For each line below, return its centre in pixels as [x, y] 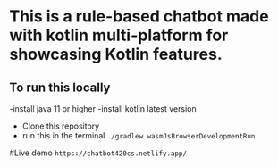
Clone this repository [61, 126]
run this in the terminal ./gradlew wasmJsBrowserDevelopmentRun [139, 135]
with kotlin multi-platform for [119, 35]
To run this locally [60, 87]
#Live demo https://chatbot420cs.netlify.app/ [98, 153]
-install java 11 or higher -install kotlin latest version [103, 109]
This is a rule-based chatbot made [139, 17]
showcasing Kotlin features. [116, 54]
